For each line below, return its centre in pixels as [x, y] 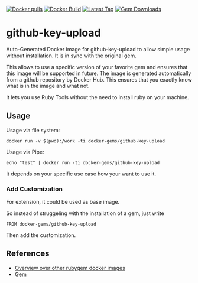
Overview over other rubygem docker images [70, 268]
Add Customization [35, 189]
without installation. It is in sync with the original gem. [72, 56]
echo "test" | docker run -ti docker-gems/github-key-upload [83, 162]
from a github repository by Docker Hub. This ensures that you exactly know [99, 79]
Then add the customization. [41, 235]
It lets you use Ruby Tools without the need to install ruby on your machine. [98, 97]
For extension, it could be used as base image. [63, 202]
